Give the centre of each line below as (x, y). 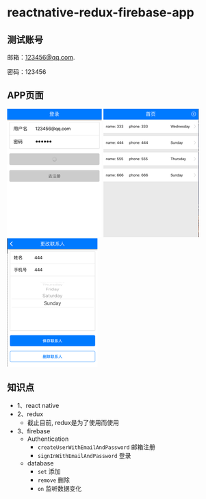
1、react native (38, 405)
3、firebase (34, 431)
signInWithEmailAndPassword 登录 (84, 455)
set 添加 (49, 471)
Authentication (48, 439)
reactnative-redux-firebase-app (101, 13)
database (40, 463)
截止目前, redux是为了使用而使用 (73, 422)
